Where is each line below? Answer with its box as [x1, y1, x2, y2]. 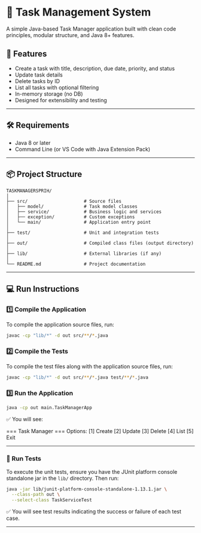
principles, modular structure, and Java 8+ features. [6, 31, 135, 38]
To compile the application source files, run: [6, 321, 115, 328]
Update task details [14, 71, 63, 78]
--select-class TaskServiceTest [11, 497, 93, 503]
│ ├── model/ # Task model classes [6, 203, 138, 210]
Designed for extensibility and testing [14, 96, 108, 103]
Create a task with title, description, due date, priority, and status [14, 65, 175, 72]
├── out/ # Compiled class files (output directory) [6, 240, 194, 246]
